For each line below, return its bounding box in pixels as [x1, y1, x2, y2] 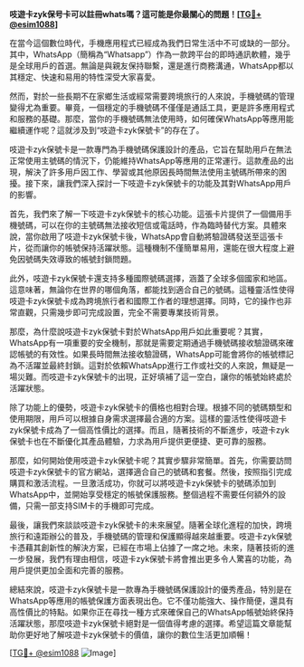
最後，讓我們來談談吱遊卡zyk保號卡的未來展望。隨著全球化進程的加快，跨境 [9, 519, 292, 530]
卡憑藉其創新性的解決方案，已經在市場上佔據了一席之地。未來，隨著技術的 [9, 542, 287, 553]
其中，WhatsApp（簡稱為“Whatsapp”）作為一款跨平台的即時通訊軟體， [9, 49, 276, 60]
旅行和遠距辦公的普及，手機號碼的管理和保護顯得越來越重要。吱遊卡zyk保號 [9, 531, 292, 541]
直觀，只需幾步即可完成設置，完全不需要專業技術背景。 [16, 307, 223, 318]
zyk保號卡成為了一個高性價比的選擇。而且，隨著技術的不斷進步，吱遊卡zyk [9, 424, 290, 435]
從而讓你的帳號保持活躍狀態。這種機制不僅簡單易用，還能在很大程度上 [24, 243, 287, 253]
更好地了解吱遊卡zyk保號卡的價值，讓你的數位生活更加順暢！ [24, 629, 253, 640]
